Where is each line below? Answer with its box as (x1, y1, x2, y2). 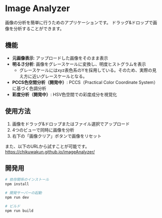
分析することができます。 (13, 25, 65, 32)
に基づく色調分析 (12, 85, 47, 91)
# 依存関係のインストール (5, 177, 49, 182)
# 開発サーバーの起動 (5, 190, 42, 196)
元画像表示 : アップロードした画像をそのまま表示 (12, 55, 108, 61)
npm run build (5, 208, 34, 213)
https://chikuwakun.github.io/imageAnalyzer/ (5, 149, 95, 154)
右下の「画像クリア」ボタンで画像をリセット (12, 133, 102, 139)
